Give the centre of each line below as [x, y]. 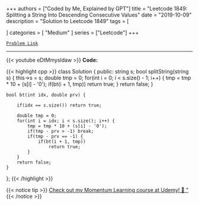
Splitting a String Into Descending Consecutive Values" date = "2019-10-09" [99, 15]
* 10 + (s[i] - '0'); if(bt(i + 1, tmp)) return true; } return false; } [80, 84]
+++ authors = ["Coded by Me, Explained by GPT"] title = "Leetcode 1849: [97, 9]
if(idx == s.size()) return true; [59, 105]
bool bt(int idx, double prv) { [46, 95]
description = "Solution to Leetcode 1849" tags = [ [68, 21]
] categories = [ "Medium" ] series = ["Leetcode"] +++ [73, 33]
